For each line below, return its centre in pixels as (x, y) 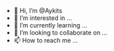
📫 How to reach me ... (46, 40)
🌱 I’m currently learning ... (50, 25)
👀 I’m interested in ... (43, 18)
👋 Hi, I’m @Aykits (38, 11)
